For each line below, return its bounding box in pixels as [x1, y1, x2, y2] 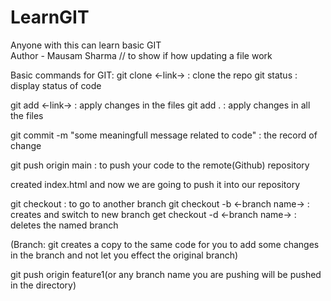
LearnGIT [10, 6, 90, 29]
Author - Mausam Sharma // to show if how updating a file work [10, 49, 273, 61]
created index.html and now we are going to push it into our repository [10, 178, 301, 190]
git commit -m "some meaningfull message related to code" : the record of [10, 129, 318, 141]
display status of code [10, 79, 102, 91]
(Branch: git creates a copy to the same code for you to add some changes [10, 238, 320, 250]
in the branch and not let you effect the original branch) [10, 249, 239, 261]
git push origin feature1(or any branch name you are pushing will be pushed [10, 268, 322, 280]
